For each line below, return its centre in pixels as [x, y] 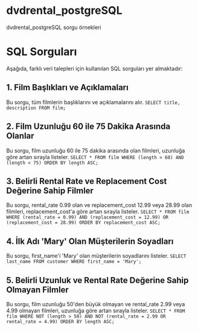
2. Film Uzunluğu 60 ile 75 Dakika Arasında [88, 127]
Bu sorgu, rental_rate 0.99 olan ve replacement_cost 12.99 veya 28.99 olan [99, 205]
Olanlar [20, 136]
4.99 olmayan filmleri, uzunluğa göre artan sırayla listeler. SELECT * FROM [96, 310]
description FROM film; [36, 108]
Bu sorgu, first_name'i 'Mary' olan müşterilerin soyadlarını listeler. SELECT [96, 256]
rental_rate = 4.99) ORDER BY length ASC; [60, 321]
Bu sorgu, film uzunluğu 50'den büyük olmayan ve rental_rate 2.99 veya [96, 304]
